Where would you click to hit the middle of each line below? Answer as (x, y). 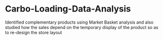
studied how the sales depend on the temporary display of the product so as (82, 27)
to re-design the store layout (34, 32)
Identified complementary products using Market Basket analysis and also (79, 22)
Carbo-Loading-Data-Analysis (68, 9)
